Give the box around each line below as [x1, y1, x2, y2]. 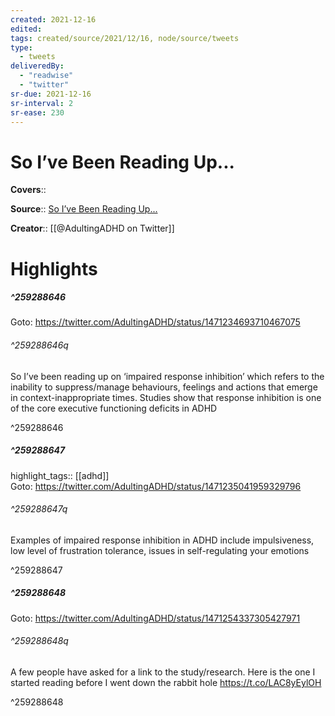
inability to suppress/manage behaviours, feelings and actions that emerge [10, 381, 318, 393]
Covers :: [10, 184, 47, 196]
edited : [10, 24, 43, 34]
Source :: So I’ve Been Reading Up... [10, 203, 158, 215]
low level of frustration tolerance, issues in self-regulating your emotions [10, 544, 310, 556]
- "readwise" [19, 71, 74, 81]
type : [10, 42, 33, 53]
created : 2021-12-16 [10, 14, 97, 25]
